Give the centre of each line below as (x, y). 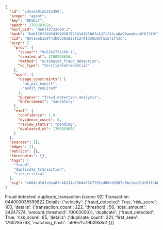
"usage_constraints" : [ (42, 79)
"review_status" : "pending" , (47, 124)
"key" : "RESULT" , (27, 20)
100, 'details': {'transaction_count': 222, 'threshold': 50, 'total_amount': (76, 207)
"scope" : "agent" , (28, 16)
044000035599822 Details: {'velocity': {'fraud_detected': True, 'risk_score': (81, 202)
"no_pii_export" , (40, 83)
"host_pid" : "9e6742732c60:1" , (41, 30)
